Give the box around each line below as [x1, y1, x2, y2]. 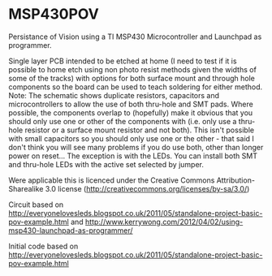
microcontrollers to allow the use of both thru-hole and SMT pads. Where [8, 99, 253, 109]
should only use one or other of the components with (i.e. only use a [8, 116, 237, 126]
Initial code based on [8, 241, 79, 251]
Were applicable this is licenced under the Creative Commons [8, 175, 215, 185]
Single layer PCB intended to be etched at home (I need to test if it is [8, 56, 237, 66]
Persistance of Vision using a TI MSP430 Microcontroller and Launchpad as [8, 32, 262, 41]
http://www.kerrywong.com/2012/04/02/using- [84, 217, 244, 226]
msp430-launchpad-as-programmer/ [8, 225, 133, 235]
